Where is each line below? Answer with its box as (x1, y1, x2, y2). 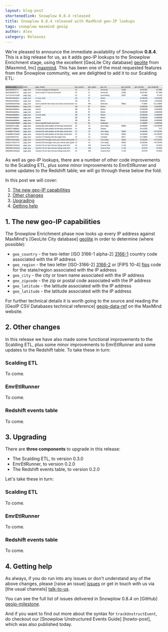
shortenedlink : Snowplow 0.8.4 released (5, 13, 91, 18)
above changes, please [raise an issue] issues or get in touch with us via (5, 580, 155, 587)
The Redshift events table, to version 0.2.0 (12, 466, 100, 472)
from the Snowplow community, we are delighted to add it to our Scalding (5, 70, 157, 76)
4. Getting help (5, 562, 52, 570)
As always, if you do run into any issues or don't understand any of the (5, 575, 151, 581)
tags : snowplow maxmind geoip (5, 24, 68, 29)
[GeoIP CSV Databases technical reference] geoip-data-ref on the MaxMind (5, 303, 161, 309)
